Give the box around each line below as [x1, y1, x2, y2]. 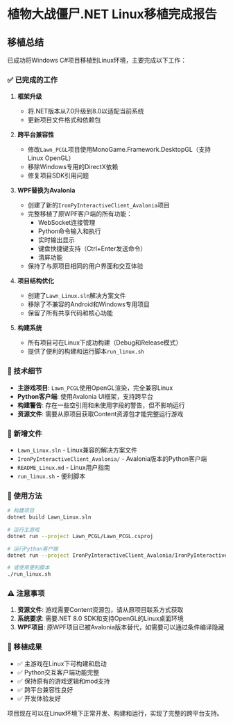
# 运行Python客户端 [7, 545, 58, 552]
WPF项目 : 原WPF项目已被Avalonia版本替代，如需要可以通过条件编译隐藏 [17, 623, 225, 631]
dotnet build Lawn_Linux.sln [7, 514, 92, 521]
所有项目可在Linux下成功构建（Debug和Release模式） [27, 338, 182, 347]
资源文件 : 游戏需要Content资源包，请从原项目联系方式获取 [17, 606, 184, 614]
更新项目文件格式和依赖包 [27, 116, 101, 124]
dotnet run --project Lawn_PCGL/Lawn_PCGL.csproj [7, 533, 154, 540]
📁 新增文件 [7, 429, 43, 439]
